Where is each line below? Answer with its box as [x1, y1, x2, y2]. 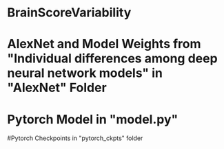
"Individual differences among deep [7, 51, 218, 67]
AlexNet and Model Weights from [7, 36, 201, 52]
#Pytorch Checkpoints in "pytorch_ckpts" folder [7, 134, 143, 142]
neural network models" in [7, 65, 163, 81]
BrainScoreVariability [7, 5, 132, 21]
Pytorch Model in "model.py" [7, 111, 179, 127]
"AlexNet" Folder [7, 80, 107, 95]
